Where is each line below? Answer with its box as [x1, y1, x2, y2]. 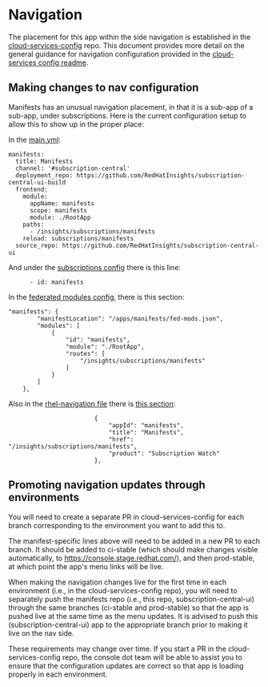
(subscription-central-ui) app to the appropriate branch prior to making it [8, 620, 248, 629]
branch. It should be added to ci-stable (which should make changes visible [8, 544, 258, 554]
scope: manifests [29, 206, 88, 214]
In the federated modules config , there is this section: [8, 292, 185, 301]
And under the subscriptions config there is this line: [8, 262, 182, 272]
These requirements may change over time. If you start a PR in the [8, 644, 226, 653]
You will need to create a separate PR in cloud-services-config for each [8, 511, 245, 522]
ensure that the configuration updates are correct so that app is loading [8, 661, 244, 670]
